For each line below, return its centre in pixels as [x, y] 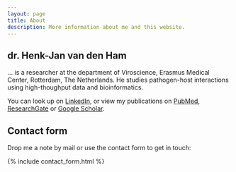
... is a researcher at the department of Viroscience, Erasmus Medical [109, 73]
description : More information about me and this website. [96, 27]
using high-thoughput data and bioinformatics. [75, 87]
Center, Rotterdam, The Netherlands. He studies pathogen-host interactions [118, 80]
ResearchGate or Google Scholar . [56, 109]
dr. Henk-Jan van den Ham [67, 55]
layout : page [27, 14]
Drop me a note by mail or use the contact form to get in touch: [99, 148]
